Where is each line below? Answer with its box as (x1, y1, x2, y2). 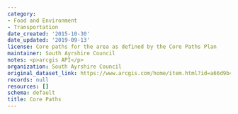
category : (7, 10, 37, 18)
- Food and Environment (7, 17, 78, 24)
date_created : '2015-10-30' (7, 30, 91, 38)
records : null (7, 76, 50, 84)
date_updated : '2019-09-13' (7, 37, 91, 44)
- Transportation (7, 23, 59, 30)
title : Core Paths (7, 96, 62, 103)
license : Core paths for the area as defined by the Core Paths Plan (7, 43, 217, 50)
